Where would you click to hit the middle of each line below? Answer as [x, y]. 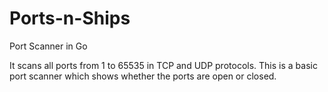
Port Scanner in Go [48, 46]
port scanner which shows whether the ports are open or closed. [143, 76]
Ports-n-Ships [70, 18]
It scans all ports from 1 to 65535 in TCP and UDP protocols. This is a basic [163, 65]
